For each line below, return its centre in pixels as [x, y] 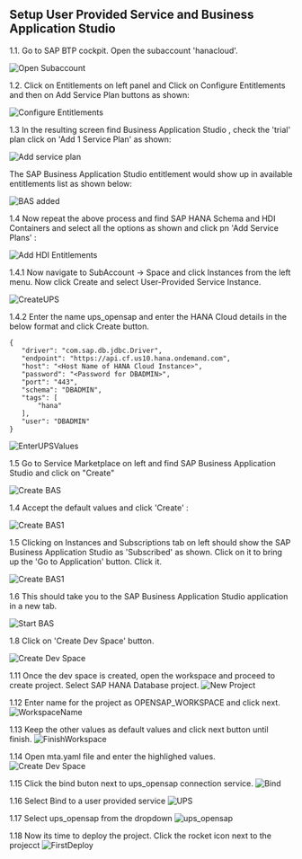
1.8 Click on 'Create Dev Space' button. [82, 641]
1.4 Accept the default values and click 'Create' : [99, 508]
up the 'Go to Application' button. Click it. [85, 562]
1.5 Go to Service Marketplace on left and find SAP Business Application [142, 463]
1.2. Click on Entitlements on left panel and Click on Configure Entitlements [147, 85]
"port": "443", [49, 382]
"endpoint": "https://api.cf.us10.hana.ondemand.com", [126, 359]
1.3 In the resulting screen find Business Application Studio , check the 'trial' [150, 129]
